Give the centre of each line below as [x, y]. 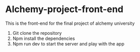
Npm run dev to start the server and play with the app [68, 43]
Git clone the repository [37, 33]
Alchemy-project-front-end [64, 9]
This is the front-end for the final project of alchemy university [70, 23]
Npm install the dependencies [44, 38]
